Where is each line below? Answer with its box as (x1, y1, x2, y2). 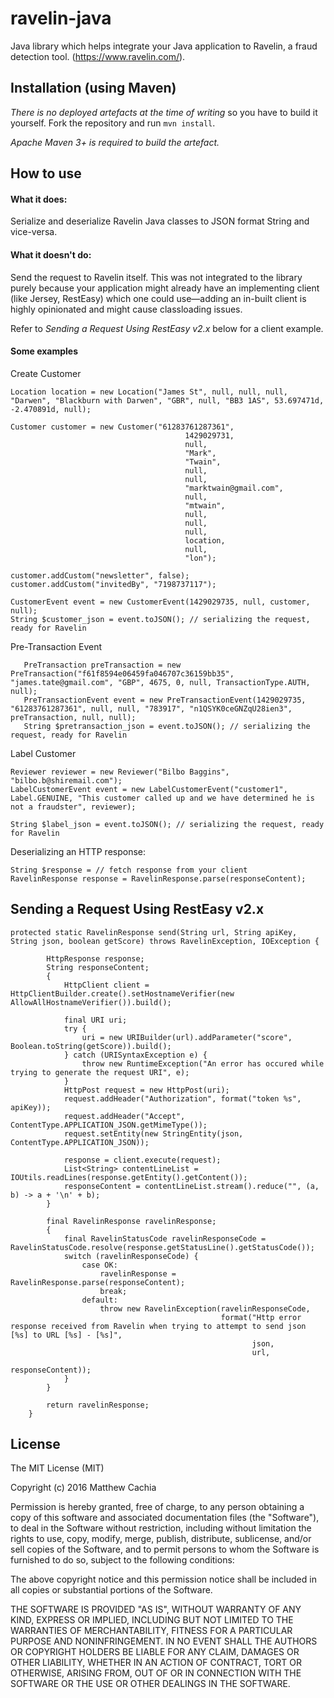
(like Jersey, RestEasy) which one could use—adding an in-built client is (10, 292, 307, 304)
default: (81, 1295, 118, 1305)
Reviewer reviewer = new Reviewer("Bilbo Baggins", (10, 767, 230, 777)
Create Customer (10, 367, 82, 379)
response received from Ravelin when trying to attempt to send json (10, 1321, 307, 1331)
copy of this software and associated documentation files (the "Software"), (10, 1512, 320, 1524)
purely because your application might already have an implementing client (10, 282, 320, 294)
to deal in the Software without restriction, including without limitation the (10, 1522, 312, 1534)
